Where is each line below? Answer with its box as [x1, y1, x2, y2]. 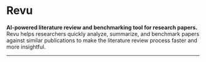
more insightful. [6, 43, 46, 50]
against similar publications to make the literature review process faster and [6, 36, 197, 44]
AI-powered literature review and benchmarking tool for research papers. [6, 24, 198, 31]
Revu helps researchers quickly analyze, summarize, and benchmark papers [6, 30, 200, 37]
